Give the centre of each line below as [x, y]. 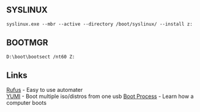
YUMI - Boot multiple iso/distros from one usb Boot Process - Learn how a [100, 96]
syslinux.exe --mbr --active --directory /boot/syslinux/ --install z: [99, 24]
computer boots [27, 103]
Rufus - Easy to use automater [45, 90]
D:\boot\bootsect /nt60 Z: [41, 57]
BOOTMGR [27, 43]
